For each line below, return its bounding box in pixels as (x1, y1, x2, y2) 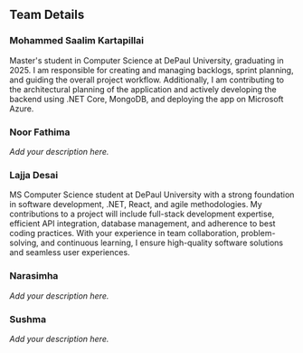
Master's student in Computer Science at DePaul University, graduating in (9, 54, 284, 66)
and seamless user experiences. (9, 247, 130, 258)
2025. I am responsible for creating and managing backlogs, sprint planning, (9, 64, 294, 75)
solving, (9, 237, 39, 248)
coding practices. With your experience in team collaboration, (9, 228, 240, 239)
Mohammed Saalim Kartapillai (9, 34, 145, 47)
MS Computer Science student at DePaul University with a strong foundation (9, 189, 295, 200)
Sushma (9, 312, 47, 325)
